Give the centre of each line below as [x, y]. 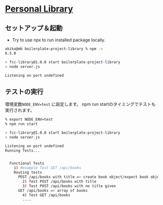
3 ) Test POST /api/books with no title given [69, 186]
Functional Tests [27, 163]
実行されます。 [20, 110]
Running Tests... [23, 150]
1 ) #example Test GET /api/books [48, 168]
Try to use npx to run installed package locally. [59, 40]
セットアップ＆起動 [34, 28]
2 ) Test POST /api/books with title [59, 181]
